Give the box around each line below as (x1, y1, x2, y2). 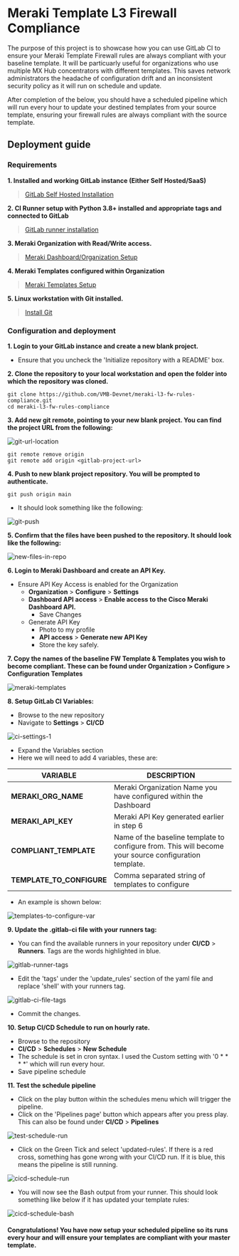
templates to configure (113, 879, 190, 889)
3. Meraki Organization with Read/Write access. (7, 239, 152, 247)
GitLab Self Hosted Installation (24, 190, 114, 199)
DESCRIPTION (147, 770, 196, 780)
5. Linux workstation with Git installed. (7, 294, 124, 303)
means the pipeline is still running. (17, 1160, 118, 1168)
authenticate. (7, 477, 48, 486)
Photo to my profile (38, 625, 95, 634)
